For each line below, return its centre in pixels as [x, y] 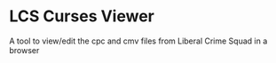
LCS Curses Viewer [82, 16]
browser [24, 50]
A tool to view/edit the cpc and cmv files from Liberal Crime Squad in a [138, 41]
